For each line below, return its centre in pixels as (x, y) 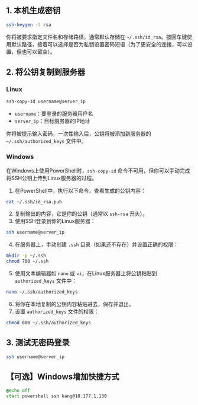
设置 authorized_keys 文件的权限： (57, 311)
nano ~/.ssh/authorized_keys (42, 292)
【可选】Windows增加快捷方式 (63, 376)
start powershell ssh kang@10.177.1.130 (57, 396)
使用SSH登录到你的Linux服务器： (55, 221)
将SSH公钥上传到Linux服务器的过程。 (52, 178)
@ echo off (18, 391)
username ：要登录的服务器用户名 (54, 114)
